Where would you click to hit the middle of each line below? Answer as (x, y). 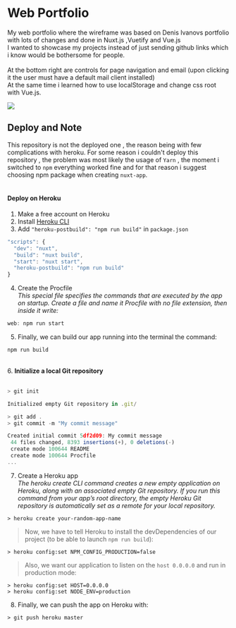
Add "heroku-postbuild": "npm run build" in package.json (103, 229)
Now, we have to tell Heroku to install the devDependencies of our (120, 531)
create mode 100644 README (50, 449)
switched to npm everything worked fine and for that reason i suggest (107, 167)
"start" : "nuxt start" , (48, 261)
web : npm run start (36, 324)
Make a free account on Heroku (63, 214)
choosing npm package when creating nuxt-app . (77, 175)
